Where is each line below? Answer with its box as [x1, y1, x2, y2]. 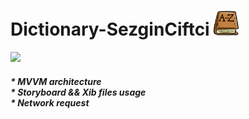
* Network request [10, 96, 90, 109]
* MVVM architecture [10, 75, 102, 87]
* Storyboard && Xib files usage [10, 86, 147, 98]
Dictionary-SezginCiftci [10, 18, 210, 41]
